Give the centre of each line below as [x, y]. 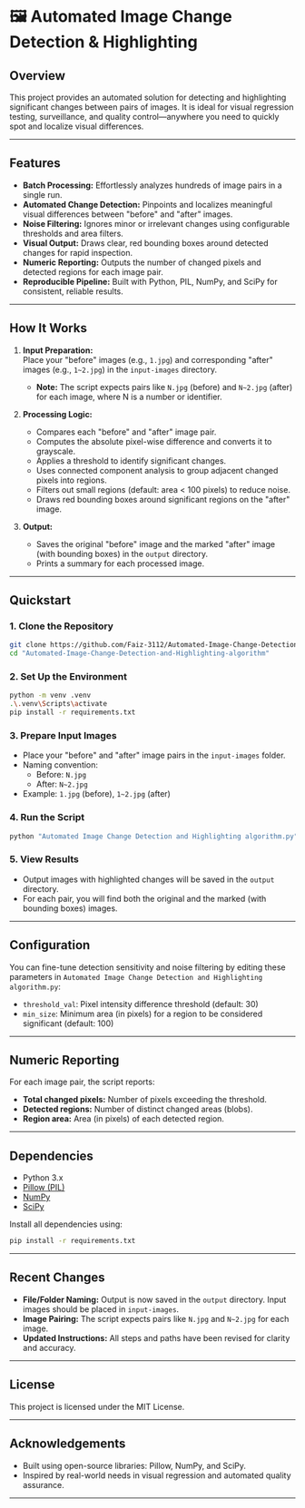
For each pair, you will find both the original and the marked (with [144, 898]
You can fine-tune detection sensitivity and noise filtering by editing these [148, 967]
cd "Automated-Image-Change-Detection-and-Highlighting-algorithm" [140, 653]
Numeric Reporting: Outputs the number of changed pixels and [142, 262]
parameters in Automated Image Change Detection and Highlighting [136, 976]
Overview [38, 76]
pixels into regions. [71, 480]
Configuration [50, 945]
